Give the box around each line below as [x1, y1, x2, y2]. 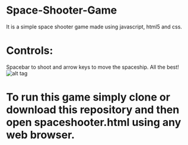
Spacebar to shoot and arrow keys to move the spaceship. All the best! [6, 63, 179, 70]
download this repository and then [6, 103, 180, 117]
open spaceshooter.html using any [6, 116, 181, 129]
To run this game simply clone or [6, 91, 171, 104]
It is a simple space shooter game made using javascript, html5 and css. [6, 23, 183, 30]
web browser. [6, 128, 75, 142]
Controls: [6, 44, 53, 57]
